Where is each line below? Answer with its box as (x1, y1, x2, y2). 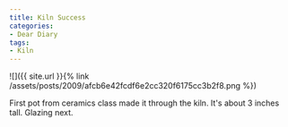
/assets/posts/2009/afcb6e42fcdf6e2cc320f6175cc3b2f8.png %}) (9, 80, 257, 91)
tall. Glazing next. (9, 107, 74, 118)
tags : (9, 38, 30, 47)
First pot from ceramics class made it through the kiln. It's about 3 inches (9, 97, 280, 108)
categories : (9, 21, 54, 30)
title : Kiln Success (9, 13, 87, 22)
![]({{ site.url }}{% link (9, 71, 90, 81)
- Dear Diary (9, 30, 58, 38)
